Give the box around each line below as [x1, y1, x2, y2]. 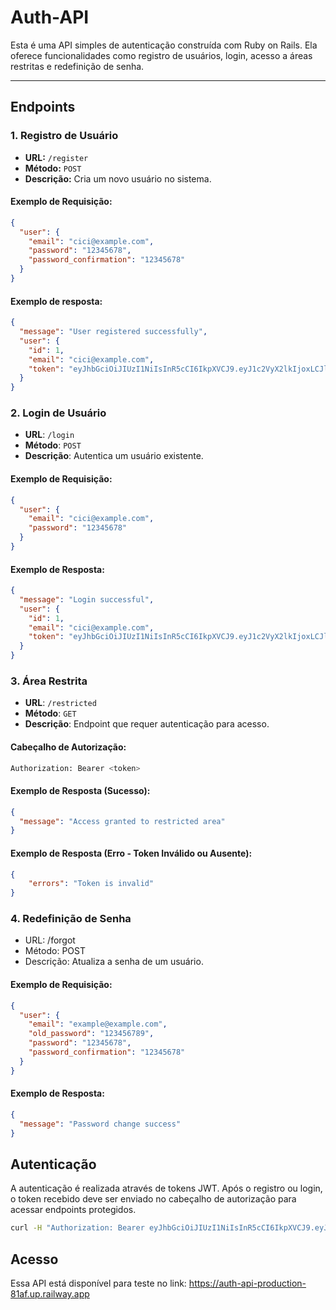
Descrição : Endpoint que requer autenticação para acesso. [24, 718, 270, 730]
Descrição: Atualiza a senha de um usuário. [24, 956, 204, 968]
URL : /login [24, 429, 75, 441]
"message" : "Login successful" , [19, 594, 155, 605]
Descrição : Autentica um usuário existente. [24, 450, 204, 462]
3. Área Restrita [10, 674, 88, 688]
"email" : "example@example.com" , [28, 1019, 168, 1030]
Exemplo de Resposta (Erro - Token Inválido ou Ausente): [10, 847, 253, 859]
